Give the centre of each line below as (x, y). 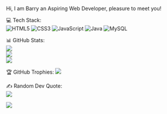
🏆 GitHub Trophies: (30, 72)
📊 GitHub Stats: (25, 40)
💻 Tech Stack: (24, 20)
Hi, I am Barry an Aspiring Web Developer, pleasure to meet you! (84, 8)
